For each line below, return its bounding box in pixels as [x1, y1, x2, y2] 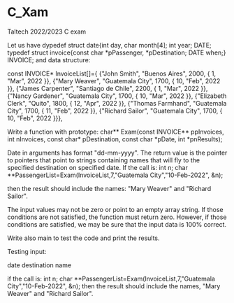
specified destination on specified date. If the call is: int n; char [7, 163, 189, 171]
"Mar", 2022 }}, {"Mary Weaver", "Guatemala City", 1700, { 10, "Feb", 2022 [7, 76, 221, 85]
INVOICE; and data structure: [7, 55, 91, 64]
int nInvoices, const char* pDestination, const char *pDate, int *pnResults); [7, 134, 223, 143]
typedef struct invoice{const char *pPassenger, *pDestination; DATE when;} [7, 48, 226, 57]
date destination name [7, 260, 72, 269]
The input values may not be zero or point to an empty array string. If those [7, 205, 224, 213]
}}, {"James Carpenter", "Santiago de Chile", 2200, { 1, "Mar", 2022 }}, [7, 84, 208, 92]
